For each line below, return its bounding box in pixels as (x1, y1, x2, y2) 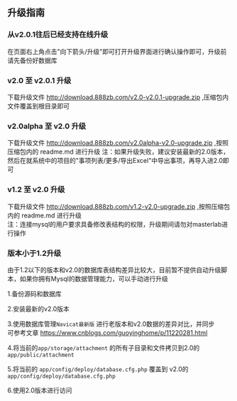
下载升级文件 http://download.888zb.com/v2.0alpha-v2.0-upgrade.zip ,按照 (7, 139, 229, 147)
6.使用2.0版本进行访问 (7, 385, 72, 395)
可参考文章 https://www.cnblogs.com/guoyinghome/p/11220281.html (7, 328, 208, 337)
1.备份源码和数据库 (7, 289, 62, 298)
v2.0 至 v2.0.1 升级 (7, 75, 72, 85)
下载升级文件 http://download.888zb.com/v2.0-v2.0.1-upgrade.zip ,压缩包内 (7, 93, 229, 101)
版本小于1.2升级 (7, 248, 62, 258)
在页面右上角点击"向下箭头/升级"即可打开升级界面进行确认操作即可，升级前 (7, 47, 227, 55)
